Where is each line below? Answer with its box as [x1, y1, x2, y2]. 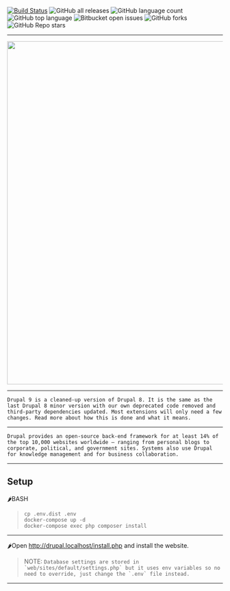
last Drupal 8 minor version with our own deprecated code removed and [7, 402, 216, 409]
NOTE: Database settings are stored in [23, 557, 139, 566]
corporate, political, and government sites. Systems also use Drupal [7, 445, 213, 452]
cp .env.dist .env [23, 510, 77, 518]
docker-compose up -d [23, 516, 86, 523]
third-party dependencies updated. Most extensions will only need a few [7, 408, 222, 415]
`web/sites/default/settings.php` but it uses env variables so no [23, 564, 220, 571]
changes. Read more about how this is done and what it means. [7, 415, 192, 421]
